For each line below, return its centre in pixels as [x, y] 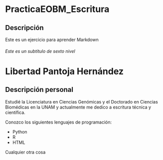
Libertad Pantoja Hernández [64, 71]
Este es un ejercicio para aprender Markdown [52, 39]
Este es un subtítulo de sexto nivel [40, 51]
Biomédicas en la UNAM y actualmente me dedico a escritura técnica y [78, 107]
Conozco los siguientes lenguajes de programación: [59, 122]
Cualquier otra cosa [25, 152]
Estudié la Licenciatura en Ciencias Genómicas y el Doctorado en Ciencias [81, 101]
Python [20, 131]
